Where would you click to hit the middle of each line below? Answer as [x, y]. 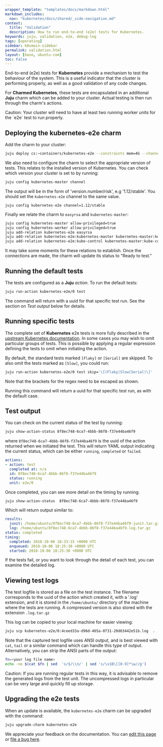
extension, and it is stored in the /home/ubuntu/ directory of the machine [77, 602]
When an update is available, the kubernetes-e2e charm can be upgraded [78, 711]
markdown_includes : [25, 14]
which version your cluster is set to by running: [52, 173]
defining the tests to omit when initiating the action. [56, 348]
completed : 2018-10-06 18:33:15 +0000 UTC [53, 542]
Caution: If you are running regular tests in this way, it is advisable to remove [81, 673]
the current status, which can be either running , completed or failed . [73, 451]
